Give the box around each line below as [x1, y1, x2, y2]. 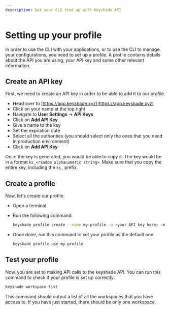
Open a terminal [12, 203, 47, 209]
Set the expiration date [12, 128, 60, 134]
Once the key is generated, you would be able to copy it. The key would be [5, 154, 162, 160]
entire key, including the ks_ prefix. [5, 164, 78, 171]
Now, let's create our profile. [5, 193, 65, 199]
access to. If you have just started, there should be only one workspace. [5, 299, 156, 305]
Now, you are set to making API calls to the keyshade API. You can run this [5, 269, 161, 275]
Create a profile [5, 179, 56, 188]
